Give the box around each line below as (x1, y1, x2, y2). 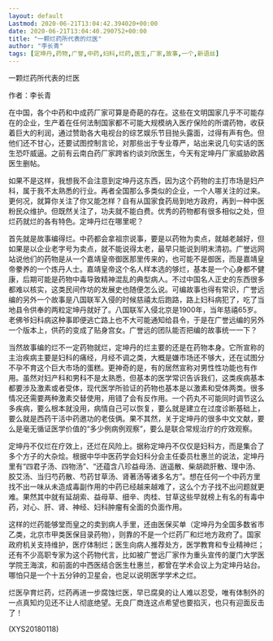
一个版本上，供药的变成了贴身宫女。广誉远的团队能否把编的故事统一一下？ (8, 325, 258, 334)
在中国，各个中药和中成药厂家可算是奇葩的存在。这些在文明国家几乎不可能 (8, 107, 258, 117)
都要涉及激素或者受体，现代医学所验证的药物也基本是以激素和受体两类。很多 (8, 383, 265, 393)
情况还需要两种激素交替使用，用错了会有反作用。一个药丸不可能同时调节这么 (8, 394, 265, 403)
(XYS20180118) (8, 624, 59, 634)
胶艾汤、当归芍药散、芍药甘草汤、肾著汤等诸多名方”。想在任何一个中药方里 (8, 472, 262, 481)
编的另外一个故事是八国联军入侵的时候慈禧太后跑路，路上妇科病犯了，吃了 (8, 294, 258, 304)
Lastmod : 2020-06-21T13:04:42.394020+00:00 (8, 20, 158, 28)
